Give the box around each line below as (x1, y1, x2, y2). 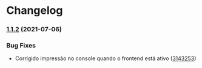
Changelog (6, 4, 63, 17)
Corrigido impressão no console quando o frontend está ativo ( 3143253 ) (15, 55, 197, 62)
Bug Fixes (6, 42, 36, 50)
